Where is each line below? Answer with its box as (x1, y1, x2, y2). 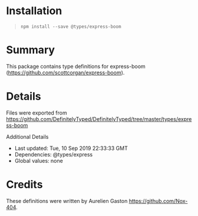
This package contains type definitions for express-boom (6, 63, 146, 70)
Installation (6, 4, 62, 18)
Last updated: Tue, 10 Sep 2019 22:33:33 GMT (14, 145, 128, 152)
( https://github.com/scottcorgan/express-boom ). (6, 69, 125, 76)
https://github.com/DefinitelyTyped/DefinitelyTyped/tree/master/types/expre (6, 115, 192, 122)
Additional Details (6, 133, 49, 140)
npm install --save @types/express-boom (20, 24, 121, 30)
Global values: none (14, 157, 63, 164)
